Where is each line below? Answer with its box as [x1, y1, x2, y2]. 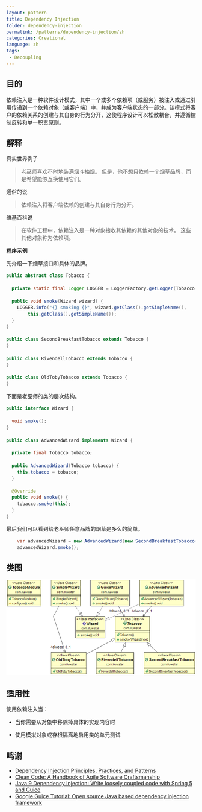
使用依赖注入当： [6, 706, 49, 713]
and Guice [14, 786, 41, 793]
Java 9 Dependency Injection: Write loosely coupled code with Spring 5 [14, 780, 192, 787]
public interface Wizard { [6, 405, 74, 411]
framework [14, 799, 43, 807]
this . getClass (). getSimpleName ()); [28, 311, 117, 317]
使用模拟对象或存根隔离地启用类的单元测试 [14, 731, 121, 738]
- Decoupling [8, 54, 42, 60]
